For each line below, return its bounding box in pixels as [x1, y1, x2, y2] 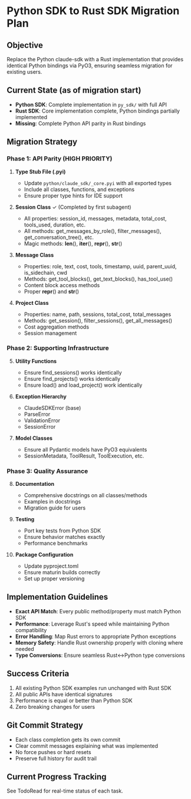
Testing [15, 516, 35, 523]
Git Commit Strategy [6, 721, 84, 731]
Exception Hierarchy [15, 393, 67, 400]
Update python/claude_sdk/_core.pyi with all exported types [24, 179, 172, 186]
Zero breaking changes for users [15, 703, 95, 710]
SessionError [24, 423, 56, 430]
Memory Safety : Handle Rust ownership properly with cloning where [15, 639, 183, 646]
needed [15, 645, 34, 652]
